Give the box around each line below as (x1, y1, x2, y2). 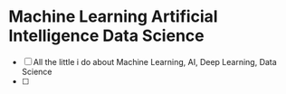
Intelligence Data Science (8, 25, 205, 46)
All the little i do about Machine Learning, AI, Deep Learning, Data (33, 56, 277, 67)
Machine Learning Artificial (8, 6, 218, 27)
